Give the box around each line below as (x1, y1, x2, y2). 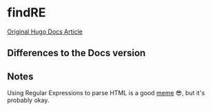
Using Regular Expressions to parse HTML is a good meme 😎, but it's (7, 89, 205, 97)
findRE (7, 5, 46, 21)
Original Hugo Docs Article (7, 27, 83, 36)
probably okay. (7, 96, 50, 104)
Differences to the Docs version (7, 47, 146, 59)
